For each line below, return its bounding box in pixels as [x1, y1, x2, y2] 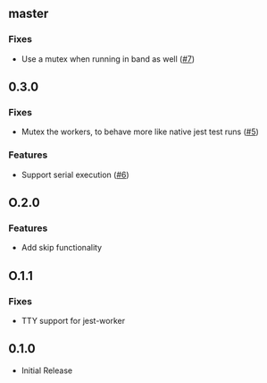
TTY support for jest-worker [21, 316, 126, 327]
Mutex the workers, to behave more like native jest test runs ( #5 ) [21, 126, 260, 137]
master [8, 6, 49, 21]
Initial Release [21, 365, 73, 376]
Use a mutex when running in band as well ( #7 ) [21, 53, 196, 64]
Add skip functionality [21, 243, 103, 253]
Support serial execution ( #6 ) [21, 169, 130, 180]
